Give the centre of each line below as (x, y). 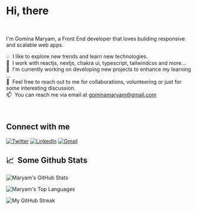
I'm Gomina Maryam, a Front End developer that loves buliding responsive (96, 38)
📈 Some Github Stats (47, 160)
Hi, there (27, 11)
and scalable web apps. (35, 45)
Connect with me (38, 127)
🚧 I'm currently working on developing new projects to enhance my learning (98, 69)
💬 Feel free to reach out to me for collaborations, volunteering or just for (94, 81)
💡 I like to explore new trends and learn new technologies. (77, 56)
